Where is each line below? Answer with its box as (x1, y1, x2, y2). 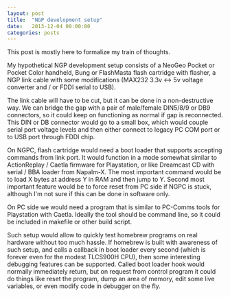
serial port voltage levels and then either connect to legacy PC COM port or (7, 126, 220, 134)
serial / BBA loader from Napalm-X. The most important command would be (7, 168, 222, 176)
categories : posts (7, 29, 60, 36)
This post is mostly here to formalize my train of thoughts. (7, 48, 171, 56)
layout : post (7, 10, 45, 17)
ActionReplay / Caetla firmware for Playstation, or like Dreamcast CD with (7, 161, 215, 169)
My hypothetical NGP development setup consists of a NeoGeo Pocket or (7, 61, 215, 69)
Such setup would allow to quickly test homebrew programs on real (7, 231, 198, 239)
